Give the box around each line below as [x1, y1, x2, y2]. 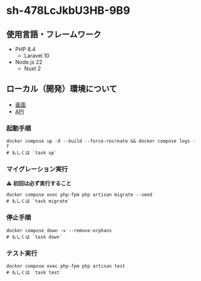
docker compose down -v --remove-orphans [6, 227, 112, 233]
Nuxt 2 [24, 65, 41, 72]
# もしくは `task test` [6, 270, 62, 276]
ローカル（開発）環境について [6, 84, 118, 94]
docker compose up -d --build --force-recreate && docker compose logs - [6, 138, 196, 144]
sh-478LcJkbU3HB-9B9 [6, 4, 130, 18]
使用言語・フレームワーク [6, 29, 101, 39]
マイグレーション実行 [6, 165, 68, 173]
